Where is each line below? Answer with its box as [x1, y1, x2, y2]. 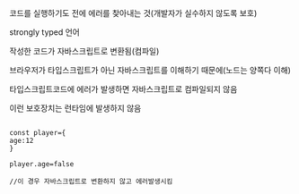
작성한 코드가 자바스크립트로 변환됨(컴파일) [9, 46, 160, 56]
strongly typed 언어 [9, 27, 81, 38]
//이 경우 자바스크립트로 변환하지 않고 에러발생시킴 [9, 177, 173, 186]
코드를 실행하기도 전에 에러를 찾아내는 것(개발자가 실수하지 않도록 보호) [9, 8, 258, 18]
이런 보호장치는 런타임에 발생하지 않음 [9, 103, 142, 114]
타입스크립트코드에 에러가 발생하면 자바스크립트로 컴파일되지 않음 [9, 84, 238, 94]
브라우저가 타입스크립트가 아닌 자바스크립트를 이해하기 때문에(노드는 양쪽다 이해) [9, 65, 292, 75]
